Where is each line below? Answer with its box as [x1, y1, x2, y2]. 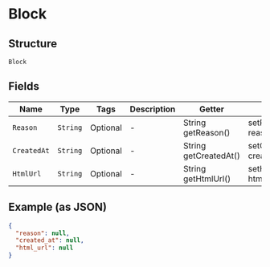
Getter [199, 103, 225, 115]
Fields [8, 79, 40, 93]
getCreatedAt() [183, 150, 241, 161]
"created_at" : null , [15, 237, 84, 245]
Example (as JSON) [8, 200, 107, 214]
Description [129, 103, 176, 115]
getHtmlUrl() [183, 173, 231, 184]
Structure [8, 37, 58, 51]
